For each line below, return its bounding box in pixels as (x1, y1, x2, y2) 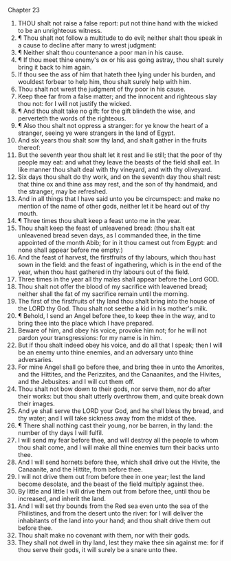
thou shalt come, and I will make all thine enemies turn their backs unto (17, 443, 219, 452)
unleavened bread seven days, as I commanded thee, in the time (17, 231, 201, 240)
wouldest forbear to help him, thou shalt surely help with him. (17, 78, 192, 85)
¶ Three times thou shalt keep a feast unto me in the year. (17, 217, 181, 224)
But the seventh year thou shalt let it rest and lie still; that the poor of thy (17, 151, 223, 159)
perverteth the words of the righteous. (17, 114, 126, 123)
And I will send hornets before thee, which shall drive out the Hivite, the (17, 458, 221, 466)
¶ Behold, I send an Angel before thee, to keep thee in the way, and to (17, 312, 216, 319)
